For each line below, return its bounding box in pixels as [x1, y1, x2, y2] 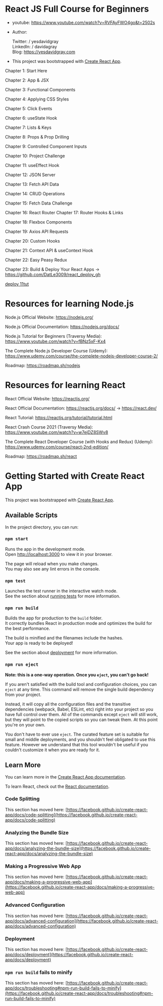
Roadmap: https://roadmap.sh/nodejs [5, 362, 81, 368]
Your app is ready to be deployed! [5, 640, 73, 646]
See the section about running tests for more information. [5, 593, 121, 599]
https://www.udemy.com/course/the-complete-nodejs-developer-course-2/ [5, 353, 158, 359]
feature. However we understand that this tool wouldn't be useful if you [5, 741, 148, 747]
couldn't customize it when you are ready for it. [5, 747, 100, 753]
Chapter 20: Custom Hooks [5, 238, 60, 244]
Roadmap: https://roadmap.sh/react [5, 453, 77, 459]
